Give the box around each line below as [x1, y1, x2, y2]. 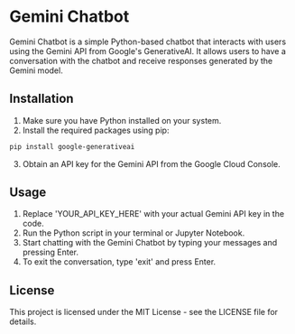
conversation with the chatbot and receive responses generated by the [9, 55, 273, 66]
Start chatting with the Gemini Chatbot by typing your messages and [22, 237, 278, 248]
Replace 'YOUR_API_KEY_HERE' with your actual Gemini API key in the [22, 209, 285, 219]
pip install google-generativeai [9, 142, 135, 151]
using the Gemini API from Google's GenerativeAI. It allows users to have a [9, 45, 287, 56]
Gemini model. [9, 65, 63, 76]
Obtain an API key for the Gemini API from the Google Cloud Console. [22, 158, 281, 169]
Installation [9, 91, 74, 107]
